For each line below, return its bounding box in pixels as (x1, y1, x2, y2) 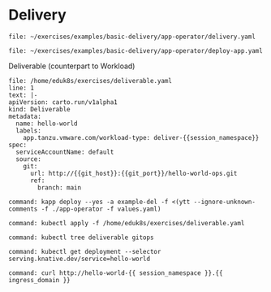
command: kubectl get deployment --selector (8, 247, 161, 255)
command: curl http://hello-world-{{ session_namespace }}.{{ (8, 268, 223, 277)
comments (8, 205, 38, 213)
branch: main (37, 183, 82, 192)
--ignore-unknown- (193, 198, 256, 206)
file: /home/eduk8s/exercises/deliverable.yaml (8, 76, 173, 85)
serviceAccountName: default (15, 148, 114, 156)
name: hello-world (15, 120, 79, 128)
